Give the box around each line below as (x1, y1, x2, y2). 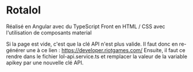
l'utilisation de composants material (6, 29, 92, 36)
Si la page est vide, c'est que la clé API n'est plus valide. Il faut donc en (6, 40, 178, 47)
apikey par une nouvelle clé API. (6, 59, 84, 66)
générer (6, 46, 25, 53)
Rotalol (6, 4, 41, 17)
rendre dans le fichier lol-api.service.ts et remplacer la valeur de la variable (6, 53, 188, 60)
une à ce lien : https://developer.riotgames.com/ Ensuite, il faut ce (26, 46, 186, 53)
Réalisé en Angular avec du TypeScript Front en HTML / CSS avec (6, 23, 165, 30)
